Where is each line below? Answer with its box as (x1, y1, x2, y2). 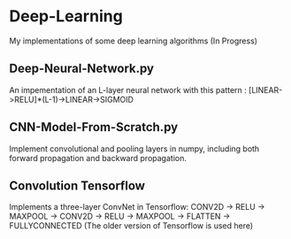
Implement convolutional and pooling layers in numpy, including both (9, 143, 260, 154)
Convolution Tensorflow (9, 178, 146, 193)
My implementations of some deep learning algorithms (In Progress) (9, 35, 258, 46)
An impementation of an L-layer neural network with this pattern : (9, 84, 248, 95)
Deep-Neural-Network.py (9, 61, 155, 76)
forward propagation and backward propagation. (9, 152, 188, 163)
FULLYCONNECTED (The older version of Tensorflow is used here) (9, 220, 254, 231)
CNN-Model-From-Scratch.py (9, 119, 179, 135)
